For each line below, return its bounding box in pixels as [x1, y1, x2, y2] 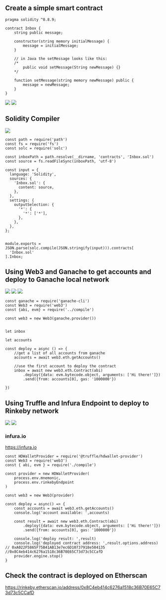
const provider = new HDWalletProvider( [5, 471, 90, 476]
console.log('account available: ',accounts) [14, 510, 110, 515]
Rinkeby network [5, 407, 59, 415]
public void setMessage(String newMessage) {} [23, 64, 121, 70]
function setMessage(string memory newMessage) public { [14, 78, 134, 83]
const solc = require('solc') [5, 146, 68, 151]
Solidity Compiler [5, 115, 60, 123]
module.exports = [5, 241, 41, 246]
